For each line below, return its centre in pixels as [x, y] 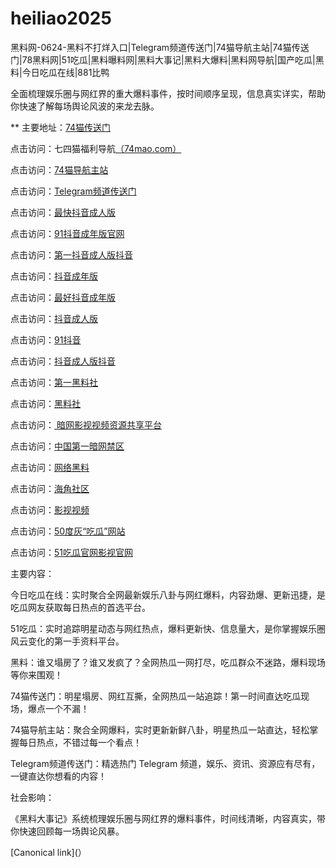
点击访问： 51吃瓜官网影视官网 [71, 552]
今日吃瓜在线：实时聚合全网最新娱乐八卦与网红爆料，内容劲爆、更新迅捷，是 [168, 594]
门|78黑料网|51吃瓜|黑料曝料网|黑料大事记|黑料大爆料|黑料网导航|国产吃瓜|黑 [167, 59]
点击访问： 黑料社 [45, 403]
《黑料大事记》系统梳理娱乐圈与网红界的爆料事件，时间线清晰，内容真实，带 [168, 818]
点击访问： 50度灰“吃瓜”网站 [68, 531]
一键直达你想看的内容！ [58, 776]
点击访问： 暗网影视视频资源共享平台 [86, 424]
